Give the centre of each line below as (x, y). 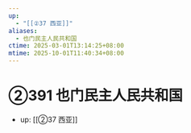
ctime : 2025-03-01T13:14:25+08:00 (66, 46)
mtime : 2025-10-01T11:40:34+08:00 (66, 53)
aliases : (23, 31)
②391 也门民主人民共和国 (95, 96)
